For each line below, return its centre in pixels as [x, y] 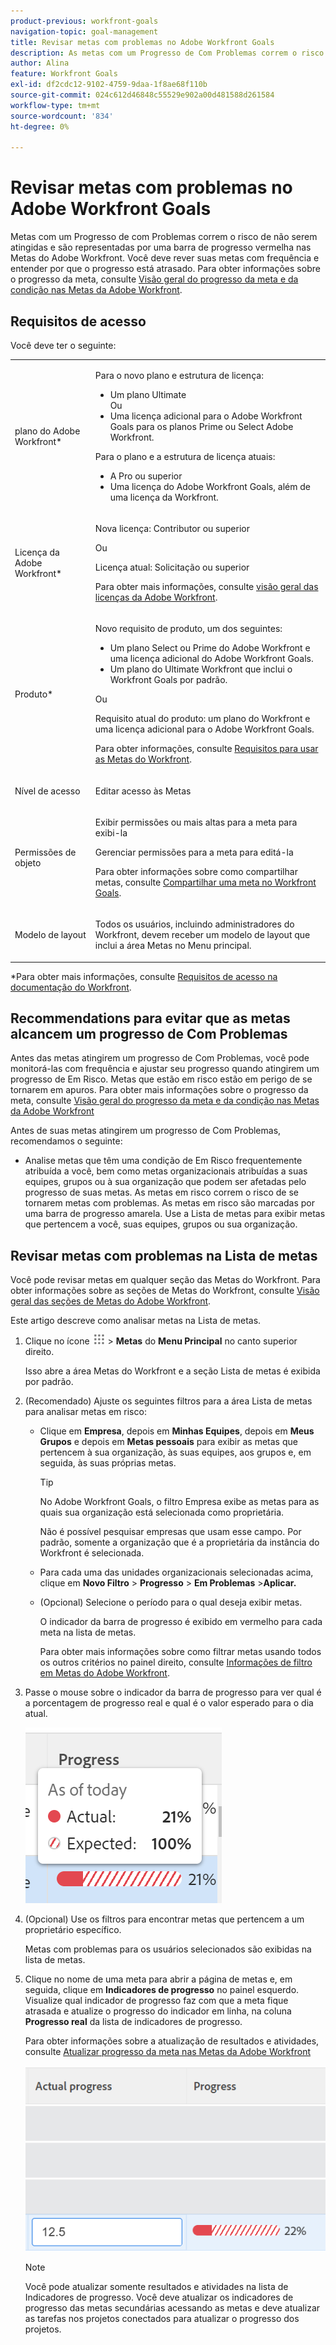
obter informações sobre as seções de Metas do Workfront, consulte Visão [165, 1291]
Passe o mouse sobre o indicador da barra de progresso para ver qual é [173, 1692]
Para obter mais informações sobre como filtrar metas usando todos [180, 1652]
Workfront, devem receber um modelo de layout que [202, 934]
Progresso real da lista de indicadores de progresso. [133, 2022]
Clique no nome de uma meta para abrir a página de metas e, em [158, 1979]
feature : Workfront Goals [64, 74]
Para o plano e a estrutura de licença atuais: [185, 456]
